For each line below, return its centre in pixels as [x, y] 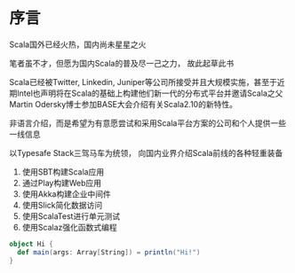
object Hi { [31, 244]
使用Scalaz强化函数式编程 [69, 227]
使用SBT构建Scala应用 [63, 172]
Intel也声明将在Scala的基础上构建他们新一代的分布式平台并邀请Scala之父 [150, 93]
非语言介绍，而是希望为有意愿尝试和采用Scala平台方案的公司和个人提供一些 [148, 123]
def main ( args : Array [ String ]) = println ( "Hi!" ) [109, 252]
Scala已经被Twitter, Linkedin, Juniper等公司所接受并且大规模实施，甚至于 [144, 82]
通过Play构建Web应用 [62, 183]
